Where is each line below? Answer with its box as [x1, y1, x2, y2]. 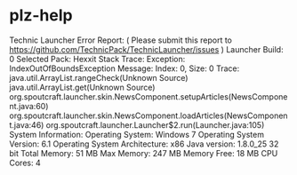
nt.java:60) [9, 100, 49, 111]
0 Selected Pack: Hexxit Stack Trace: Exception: [9, 53, 186, 64]
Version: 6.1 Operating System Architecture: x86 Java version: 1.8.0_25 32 [9, 139, 279, 149]
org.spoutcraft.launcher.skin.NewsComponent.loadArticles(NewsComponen [9, 110, 288, 121]
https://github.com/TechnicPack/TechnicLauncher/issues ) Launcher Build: [9, 44, 284, 54]
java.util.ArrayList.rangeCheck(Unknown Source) [9, 72, 189, 83]
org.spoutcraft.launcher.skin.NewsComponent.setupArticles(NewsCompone [9, 91, 288, 102]
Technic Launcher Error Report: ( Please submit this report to [9, 35, 233, 45]
